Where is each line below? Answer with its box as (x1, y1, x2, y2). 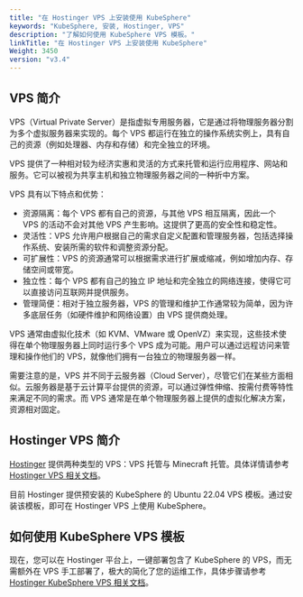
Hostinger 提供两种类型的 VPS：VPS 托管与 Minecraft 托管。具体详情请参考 (9, 458, 290, 469)
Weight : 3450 (9, 47, 59, 56)
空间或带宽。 (30, 263, 78, 275)
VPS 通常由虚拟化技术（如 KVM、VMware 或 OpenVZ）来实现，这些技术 (9, 328, 280, 339)
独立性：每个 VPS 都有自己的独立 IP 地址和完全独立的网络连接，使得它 (22, 275, 284, 286)
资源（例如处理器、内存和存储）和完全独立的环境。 (24, 139, 215, 150)
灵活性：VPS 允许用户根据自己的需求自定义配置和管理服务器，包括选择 (22, 230, 286, 241)
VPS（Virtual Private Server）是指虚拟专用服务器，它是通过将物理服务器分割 (9, 116, 294, 127)
